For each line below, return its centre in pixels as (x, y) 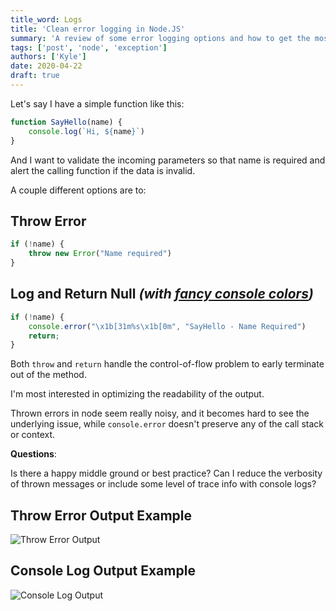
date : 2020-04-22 (46, 66)
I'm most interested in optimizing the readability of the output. (137, 394)
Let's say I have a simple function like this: (97, 103)
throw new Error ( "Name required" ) (100, 254)
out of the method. (48, 375)
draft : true (35, 76)
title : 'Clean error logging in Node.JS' (98, 29)
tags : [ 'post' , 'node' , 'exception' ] (89, 47)
